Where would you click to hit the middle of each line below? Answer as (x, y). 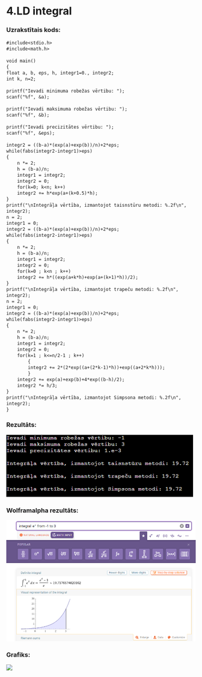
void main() (21, 61)
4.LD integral (39, 11)
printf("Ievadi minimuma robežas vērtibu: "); (66, 91)
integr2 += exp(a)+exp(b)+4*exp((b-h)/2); (71, 380)
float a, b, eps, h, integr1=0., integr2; (60, 73)
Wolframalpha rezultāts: (42, 510)
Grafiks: (18, 655)
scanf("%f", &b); (28, 115)
